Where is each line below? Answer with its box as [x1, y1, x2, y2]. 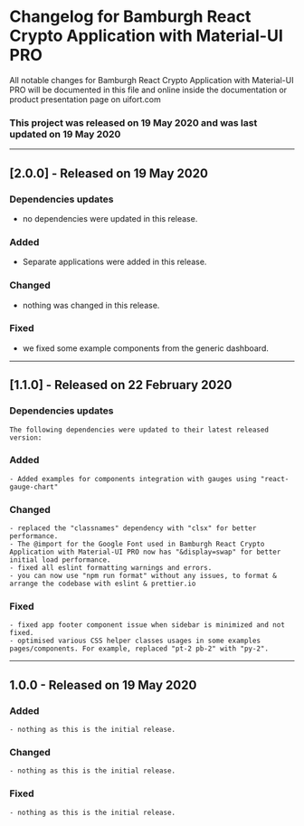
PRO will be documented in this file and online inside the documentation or [9, 84, 288, 95]
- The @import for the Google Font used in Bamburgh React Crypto [9, 540, 265, 549]
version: [9, 432, 43, 442]
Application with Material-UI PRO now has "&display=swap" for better [9, 547, 281, 557]
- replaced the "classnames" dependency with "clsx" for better [9, 524, 257, 533]
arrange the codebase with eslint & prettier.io [9, 579, 196, 589]
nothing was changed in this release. [22, 299, 160, 310]
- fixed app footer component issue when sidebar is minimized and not [9, 621, 285, 630]
